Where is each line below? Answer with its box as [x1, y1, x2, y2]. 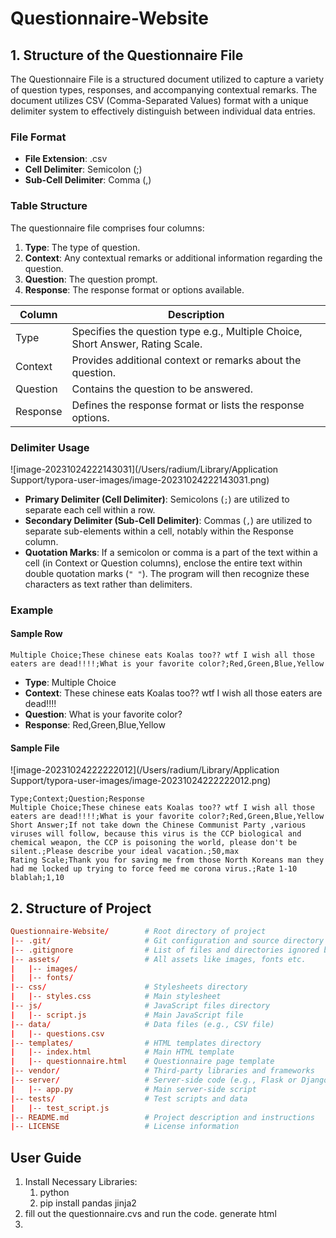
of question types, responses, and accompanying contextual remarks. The [10, 84, 318, 96]
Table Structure [10, 199, 88, 213]
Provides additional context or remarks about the [71, 353, 302, 367]
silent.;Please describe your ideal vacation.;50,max [10, 847, 240, 857]
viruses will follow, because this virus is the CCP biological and [10, 829, 302, 839]
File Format [10, 130, 67, 144]
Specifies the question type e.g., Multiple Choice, [71, 324, 303, 338]
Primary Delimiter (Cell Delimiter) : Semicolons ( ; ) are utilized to [24, 493, 290, 505]
